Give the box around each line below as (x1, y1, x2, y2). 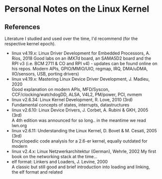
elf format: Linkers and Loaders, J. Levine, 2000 (11, 159, 108, 164)
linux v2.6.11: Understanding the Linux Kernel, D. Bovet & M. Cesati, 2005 (11, 128, 157, 133)
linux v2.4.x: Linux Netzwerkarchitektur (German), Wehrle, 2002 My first (11, 148, 156, 154)
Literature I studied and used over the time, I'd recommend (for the (4, 36, 138, 41)
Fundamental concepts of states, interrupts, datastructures (11, 102, 130, 107)
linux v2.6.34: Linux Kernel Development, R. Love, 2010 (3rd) (11, 97, 133, 103)
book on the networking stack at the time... (11, 154, 97, 159)
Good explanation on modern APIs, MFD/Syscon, (11, 87, 110, 92)
